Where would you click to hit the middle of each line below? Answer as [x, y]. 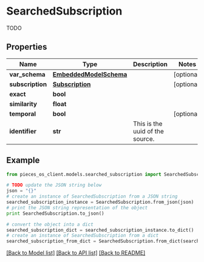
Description [151, 64]
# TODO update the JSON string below [54, 185]
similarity [23, 104]
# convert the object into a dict [50, 224]
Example [23, 160]
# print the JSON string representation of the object [77, 207]
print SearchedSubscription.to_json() [55, 213]
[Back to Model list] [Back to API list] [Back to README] [76, 253]
